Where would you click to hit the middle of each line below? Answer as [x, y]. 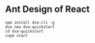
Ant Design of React [47, 9]
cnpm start [16, 35]
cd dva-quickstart [24, 31]
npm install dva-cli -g [30, 22]
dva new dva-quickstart [30, 27]
